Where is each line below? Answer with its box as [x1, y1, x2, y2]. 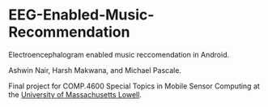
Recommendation [8, 23, 130, 41]
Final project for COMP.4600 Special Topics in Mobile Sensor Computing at [8, 81, 261, 91]
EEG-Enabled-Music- [8, 6, 155, 24]
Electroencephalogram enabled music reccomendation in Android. [8, 49, 230, 59]
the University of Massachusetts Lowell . [8, 89, 142, 99]
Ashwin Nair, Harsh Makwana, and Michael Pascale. [8, 65, 182, 75]
